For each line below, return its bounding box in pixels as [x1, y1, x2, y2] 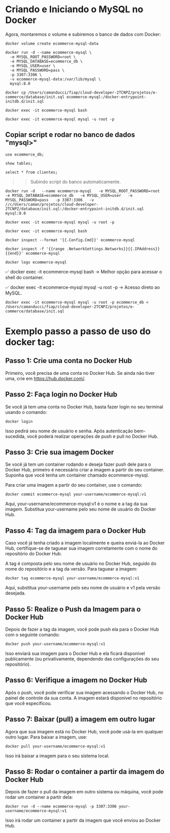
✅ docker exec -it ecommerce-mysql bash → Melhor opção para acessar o [5, 269, 162, 275]
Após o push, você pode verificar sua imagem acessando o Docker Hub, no [5, 689, 164, 695]
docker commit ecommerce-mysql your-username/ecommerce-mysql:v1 [5, 492, 146, 497]
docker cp [5, 90, 26, 95]
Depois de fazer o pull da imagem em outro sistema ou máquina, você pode [5, 789, 163, 795]
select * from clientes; [5, 169, 58, 175]
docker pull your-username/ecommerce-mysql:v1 [5, 743, 106, 749]
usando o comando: [5, 409, 47, 415]
